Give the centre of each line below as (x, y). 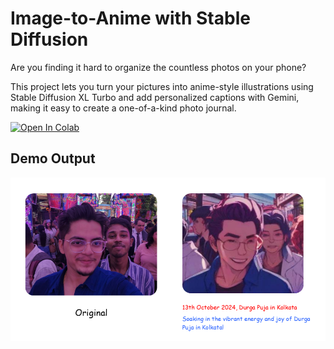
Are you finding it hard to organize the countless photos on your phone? (158, 67)
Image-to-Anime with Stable (130, 18)
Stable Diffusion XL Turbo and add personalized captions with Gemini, (155, 97)
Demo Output (53, 158)
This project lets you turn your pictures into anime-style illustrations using (162, 86)
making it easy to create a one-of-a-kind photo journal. (123, 108)
